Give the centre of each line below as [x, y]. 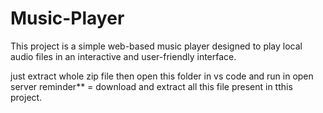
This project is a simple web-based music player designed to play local [156, 46]
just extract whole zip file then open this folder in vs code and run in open [162, 76]
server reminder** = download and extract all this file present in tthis [151, 86]
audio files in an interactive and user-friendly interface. [123, 56]
